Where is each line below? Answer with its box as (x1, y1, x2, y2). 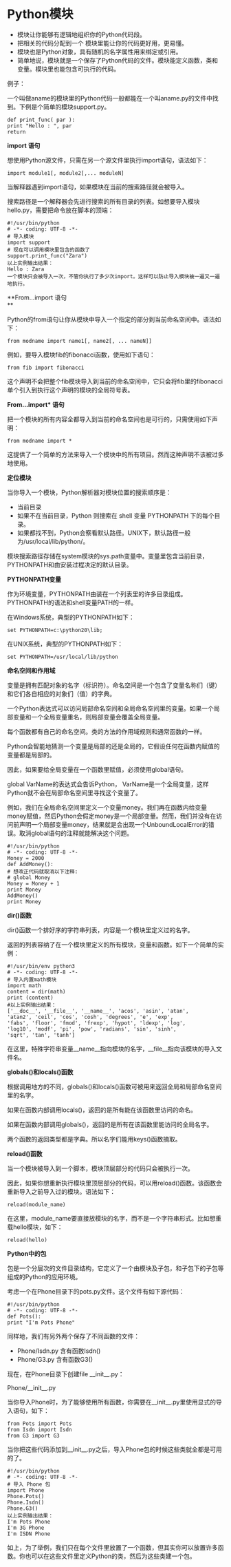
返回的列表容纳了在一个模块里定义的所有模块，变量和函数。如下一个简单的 (7, 940, 218, 949)
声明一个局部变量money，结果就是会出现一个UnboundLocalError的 (19, 820, 208, 828)
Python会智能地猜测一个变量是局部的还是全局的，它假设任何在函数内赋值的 (7, 742, 220, 750)
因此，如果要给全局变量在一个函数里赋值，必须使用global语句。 (7, 765, 188, 773)
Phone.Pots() (7, 1493, 45, 1500)
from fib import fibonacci (7, 364, 85, 371)
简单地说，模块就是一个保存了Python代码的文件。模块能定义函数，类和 (16, 56, 219, 64)
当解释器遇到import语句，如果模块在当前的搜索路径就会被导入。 (7, 182, 188, 191)
